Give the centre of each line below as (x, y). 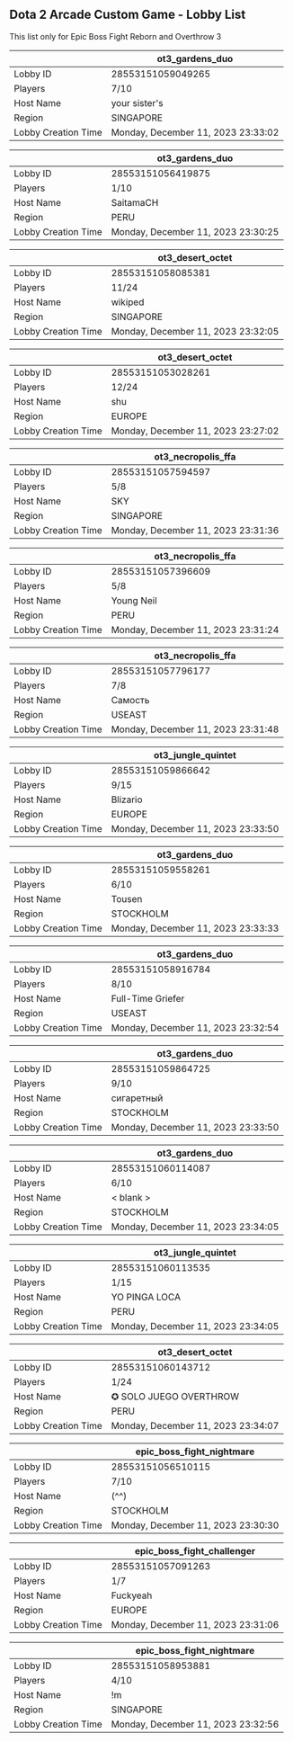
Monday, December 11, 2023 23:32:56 (195, 1724)
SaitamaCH (135, 202)
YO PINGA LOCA (146, 1297)
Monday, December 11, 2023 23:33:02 (195, 132)
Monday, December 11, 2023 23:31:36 (195, 530)
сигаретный (137, 1098)
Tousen (127, 898)
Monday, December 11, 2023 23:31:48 (195, 729)
